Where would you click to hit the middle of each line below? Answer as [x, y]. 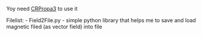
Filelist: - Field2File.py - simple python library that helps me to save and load [101, 20]
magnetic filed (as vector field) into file [54, 27]
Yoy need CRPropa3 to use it [42, 9]
